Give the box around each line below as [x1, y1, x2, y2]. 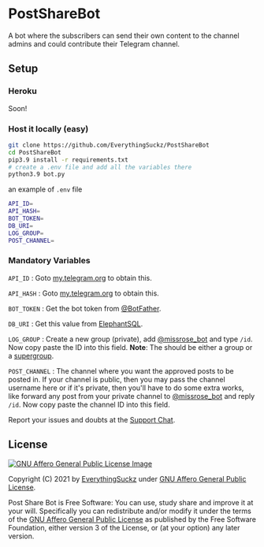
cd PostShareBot [8, 148, 61, 156]
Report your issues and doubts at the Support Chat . [8, 415, 176, 424]
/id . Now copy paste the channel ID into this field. [8, 400, 171, 409]
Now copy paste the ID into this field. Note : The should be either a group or [8, 342, 253, 352]
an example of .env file [8, 184, 83, 194]
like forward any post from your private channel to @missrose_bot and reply [8, 391, 255, 400]
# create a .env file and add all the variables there [8, 163, 192, 171]
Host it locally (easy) [8, 123, 89, 134]
